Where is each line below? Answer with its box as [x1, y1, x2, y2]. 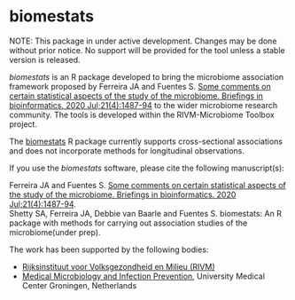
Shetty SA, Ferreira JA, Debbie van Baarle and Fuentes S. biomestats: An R [9, 208, 282, 218]
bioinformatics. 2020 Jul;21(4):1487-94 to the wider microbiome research [9, 99, 278, 110]
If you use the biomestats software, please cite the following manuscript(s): [9, 162, 285, 173]
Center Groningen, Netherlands [21, 280, 137, 290]
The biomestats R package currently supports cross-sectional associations [9, 136, 283, 146]
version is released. [9, 54, 82, 65]
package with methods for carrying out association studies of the [9, 217, 248, 228]
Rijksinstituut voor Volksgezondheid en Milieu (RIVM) [21, 261, 215, 272]
